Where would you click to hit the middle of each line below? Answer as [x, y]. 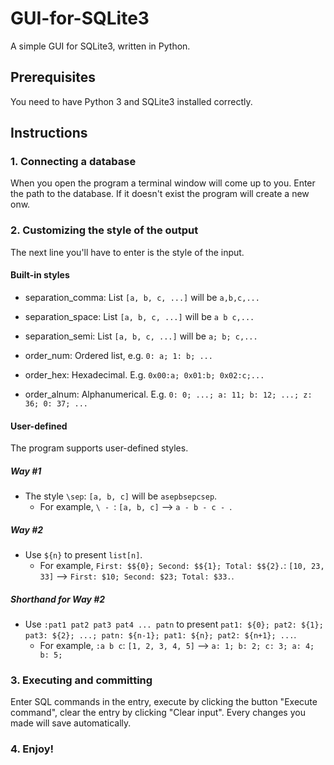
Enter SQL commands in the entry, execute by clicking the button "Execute [164, 702]
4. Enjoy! [32, 749]
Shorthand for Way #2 [58, 599]
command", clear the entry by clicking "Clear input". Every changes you [158, 713]
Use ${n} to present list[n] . [83, 555]
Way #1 [26, 471]
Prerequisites [53, 77]
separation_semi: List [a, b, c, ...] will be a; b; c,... [141, 336]
